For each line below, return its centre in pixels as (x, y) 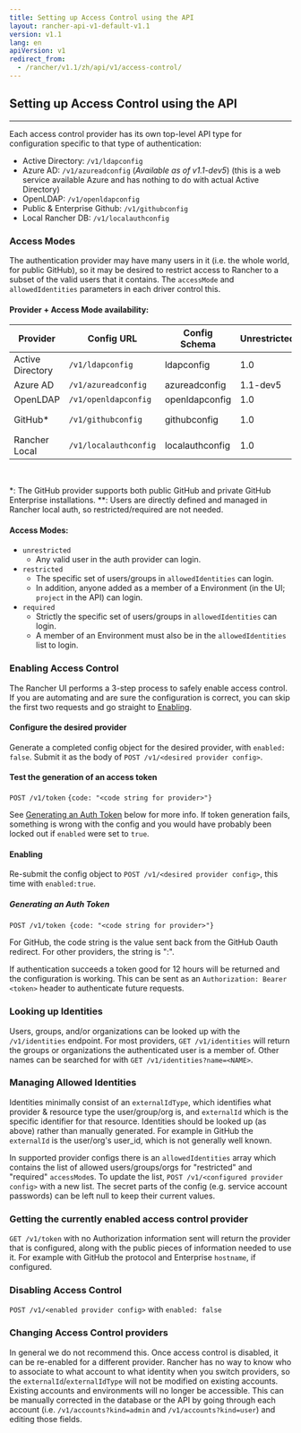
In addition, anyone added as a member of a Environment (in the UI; (160, 588)
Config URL (112, 339)
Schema (198, 344)
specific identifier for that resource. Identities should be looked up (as (138, 1121)
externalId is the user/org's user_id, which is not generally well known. (141, 1140)
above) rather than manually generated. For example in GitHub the (131, 1130)
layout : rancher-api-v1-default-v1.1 (80, 26)
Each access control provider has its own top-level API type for (125, 133)
